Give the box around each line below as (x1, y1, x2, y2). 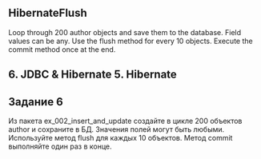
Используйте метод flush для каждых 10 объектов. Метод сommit (8, 133, 233, 143)
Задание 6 (8, 95, 64, 109)
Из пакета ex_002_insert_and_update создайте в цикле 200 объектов (8, 116, 243, 126)
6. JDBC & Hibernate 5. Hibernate (8, 68, 178, 81)
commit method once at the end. (8, 44, 116, 54)
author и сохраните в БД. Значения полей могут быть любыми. (8, 125, 225, 134)
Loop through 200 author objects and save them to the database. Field (8, 27, 242, 37)
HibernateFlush (8, 6, 88, 20)
